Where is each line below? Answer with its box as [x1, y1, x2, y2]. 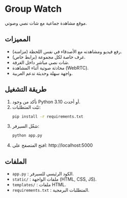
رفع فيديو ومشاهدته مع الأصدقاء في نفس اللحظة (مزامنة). [12, 48, 122, 54]
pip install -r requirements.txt [12, 114, 84, 119]
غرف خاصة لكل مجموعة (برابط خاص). [12, 54, 86, 60]
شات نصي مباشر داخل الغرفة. [12, 59, 70, 65]
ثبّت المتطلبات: [12, 104, 41, 110]
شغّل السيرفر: [12, 123, 39, 129]
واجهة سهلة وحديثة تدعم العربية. [12, 70, 73, 76]
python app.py [12, 133, 42, 138]
